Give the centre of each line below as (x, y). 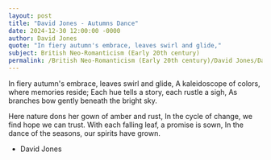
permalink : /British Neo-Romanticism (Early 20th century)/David (120, 61)
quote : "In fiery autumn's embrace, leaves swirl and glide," (115, 46)
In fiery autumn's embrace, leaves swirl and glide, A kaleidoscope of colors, (134, 83)
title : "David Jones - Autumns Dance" (73, 23)
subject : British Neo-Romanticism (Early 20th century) (104, 53)
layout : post (30, 16)
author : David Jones (43, 38)
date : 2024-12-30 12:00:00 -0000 (65, 31)
